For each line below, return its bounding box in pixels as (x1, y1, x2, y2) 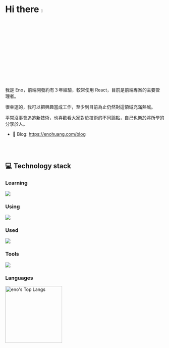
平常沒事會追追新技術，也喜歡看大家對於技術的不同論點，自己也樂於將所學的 (5, 115, 164, 121)
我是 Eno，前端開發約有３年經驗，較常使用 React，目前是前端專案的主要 (5, 87, 156, 93)
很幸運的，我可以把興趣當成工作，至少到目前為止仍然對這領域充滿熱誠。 (5, 104, 155, 110)
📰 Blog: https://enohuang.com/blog (12, 131, 86, 137)
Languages (5, 274, 34, 281)
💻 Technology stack (5, 162, 72, 170)
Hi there (5, 4, 39, 15)
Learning (5, 179, 28, 186)
